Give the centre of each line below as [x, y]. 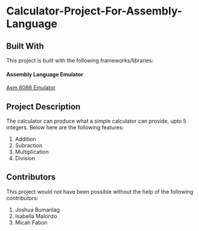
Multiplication [32, 152]
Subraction [29, 146]
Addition [25, 139]
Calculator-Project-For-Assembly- [94, 11]
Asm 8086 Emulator [31, 88]
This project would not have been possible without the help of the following [100, 191]
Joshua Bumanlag [37, 209]
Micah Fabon [31, 222]
